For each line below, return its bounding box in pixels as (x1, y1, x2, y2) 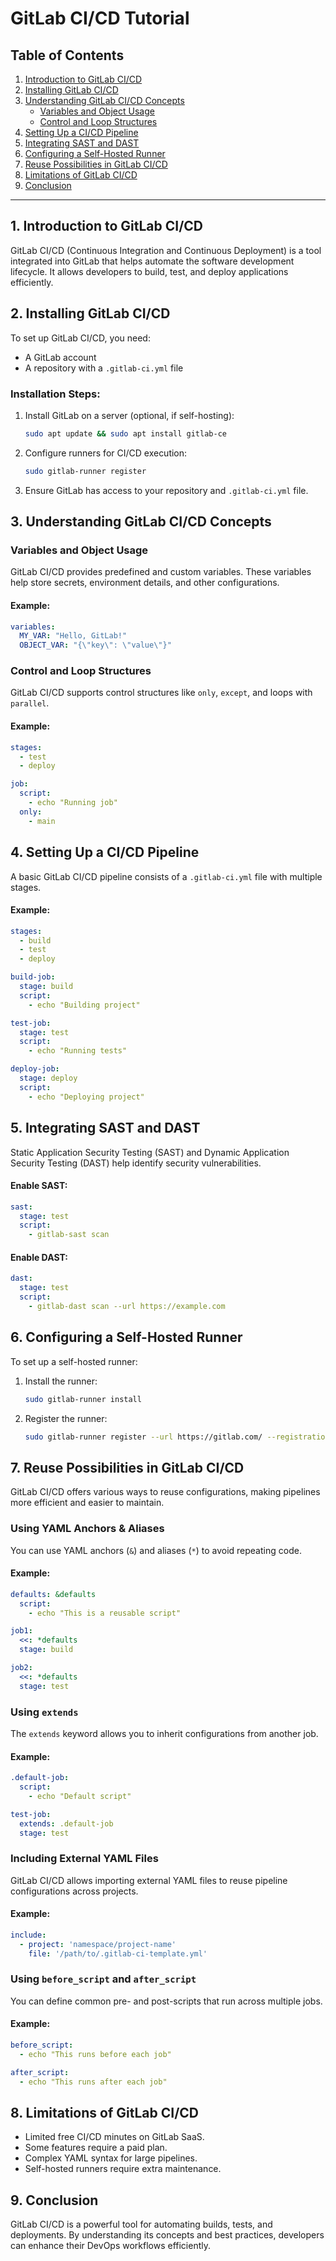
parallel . (10, 697, 50, 709)
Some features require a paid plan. (24, 2142, 168, 2154)
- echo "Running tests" (28, 1046, 128, 1056)
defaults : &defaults (10, 1589, 97, 1599)
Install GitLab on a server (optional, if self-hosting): (24, 409, 235, 421)
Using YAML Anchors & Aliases (10, 1522, 165, 1536)
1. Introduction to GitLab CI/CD (10, 218, 204, 235)
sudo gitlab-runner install (24, 1394, 142, 1404)
